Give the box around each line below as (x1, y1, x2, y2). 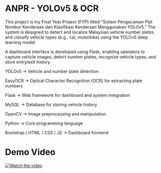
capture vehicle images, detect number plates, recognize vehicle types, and (5, 54, 156, 59)
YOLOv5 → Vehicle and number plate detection (5, 68, 99, 74)
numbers (5, 83, 23, 88)
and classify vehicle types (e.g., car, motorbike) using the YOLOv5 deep (5, 34, 148, 40)
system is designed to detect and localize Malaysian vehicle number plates (5, 29, 154, 35)
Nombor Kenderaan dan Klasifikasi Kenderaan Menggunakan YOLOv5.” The (5, 24, 156, 29)
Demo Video (5, 147, 56, 158)
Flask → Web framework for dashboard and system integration (5, 92, 130, 98)
